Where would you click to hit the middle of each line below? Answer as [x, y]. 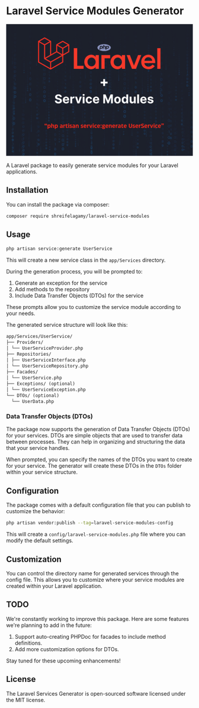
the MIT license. [26, 700]
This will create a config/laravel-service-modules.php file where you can [96, 535]
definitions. [28, 643]
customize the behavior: [36, 511]
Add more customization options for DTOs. [67, 649]
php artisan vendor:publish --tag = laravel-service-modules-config [90, 523]
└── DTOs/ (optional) [33, 396]
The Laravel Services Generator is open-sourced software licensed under [96, 693]
